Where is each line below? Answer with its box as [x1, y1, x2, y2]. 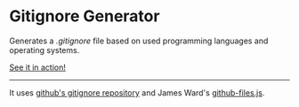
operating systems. [9, 44, 80, 55]
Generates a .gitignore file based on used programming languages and [9, 35, 269, 46]
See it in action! [9, 62, 67, 73]
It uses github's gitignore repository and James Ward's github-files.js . [9, 87, 265, 98]
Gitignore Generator [9, 6, 160, 27]
